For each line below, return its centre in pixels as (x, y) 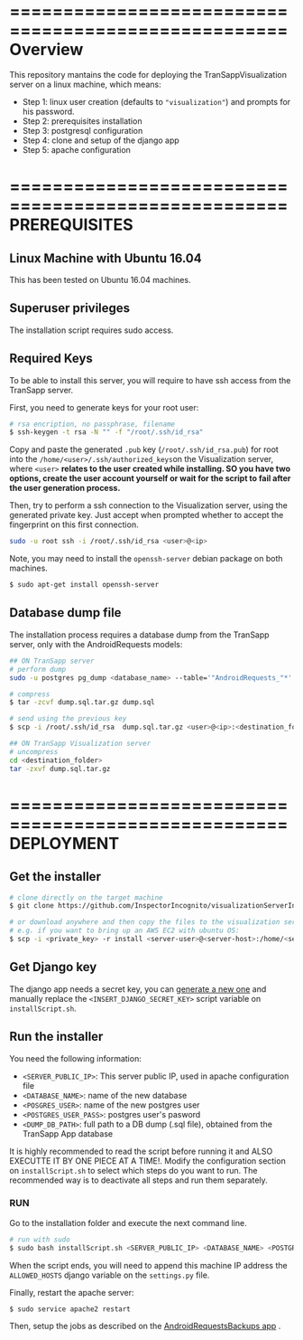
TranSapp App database (68, 1133)
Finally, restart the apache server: (72, 1292)
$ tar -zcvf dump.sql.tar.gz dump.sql (82, 703)
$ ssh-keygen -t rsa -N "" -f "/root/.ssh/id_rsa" (106, 432)
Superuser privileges (70, 308)
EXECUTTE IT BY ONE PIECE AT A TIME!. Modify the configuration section (147, 1161)
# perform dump (38, 669)
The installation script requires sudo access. (92, 330)
